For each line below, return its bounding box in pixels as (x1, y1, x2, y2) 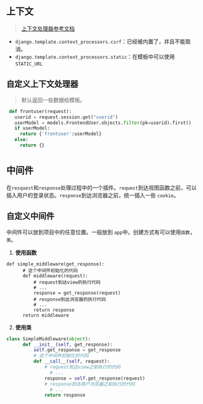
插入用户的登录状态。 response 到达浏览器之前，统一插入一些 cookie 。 (6, 191, 179, 199)
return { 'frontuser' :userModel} (19, 131, 102, 137)
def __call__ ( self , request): (33, 358, 111, 365)
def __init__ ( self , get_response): (22, 341, 113, 348)
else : (14, 137, 29, 143)
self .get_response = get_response (33, 347, 121, 353)
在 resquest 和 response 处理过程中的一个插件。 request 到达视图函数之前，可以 (6, 183, 197, 191)
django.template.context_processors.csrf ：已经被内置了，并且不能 (15, 38, 185, 45)
